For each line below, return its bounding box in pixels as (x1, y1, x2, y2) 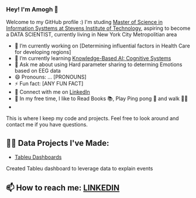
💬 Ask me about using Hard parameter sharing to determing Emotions (14, 61, 183, 68)
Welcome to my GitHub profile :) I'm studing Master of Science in (6, 19, 163, 26)
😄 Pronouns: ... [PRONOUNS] (14, 73, 87, 81)
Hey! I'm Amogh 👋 (6, 5, 59, 13)
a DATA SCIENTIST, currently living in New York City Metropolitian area (6, 31, 177, 38)
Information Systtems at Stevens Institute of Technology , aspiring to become (6, 25, 191, 32)
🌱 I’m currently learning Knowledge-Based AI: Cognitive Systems (14, 55, 171, 62)
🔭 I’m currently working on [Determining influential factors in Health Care (14, 42, 190, 49)
